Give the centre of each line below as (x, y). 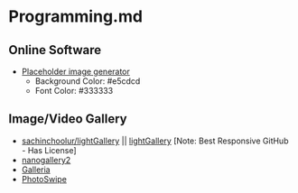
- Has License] (49, 150)
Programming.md (76, 17)
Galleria (36, 170)
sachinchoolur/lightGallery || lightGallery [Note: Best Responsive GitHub (155, 141)
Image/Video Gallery (68, 119)
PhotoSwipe (44, 179)
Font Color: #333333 (74, 91)
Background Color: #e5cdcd (88, 81)
